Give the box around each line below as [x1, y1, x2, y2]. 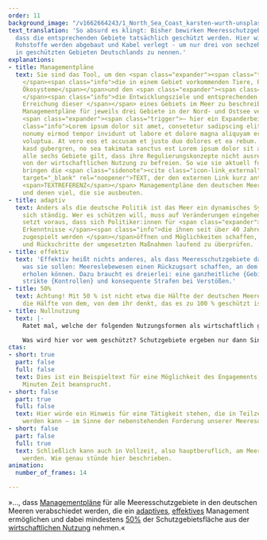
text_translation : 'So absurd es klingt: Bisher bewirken [8, 26, 204, 34]
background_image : [8, 19, 69, 27]
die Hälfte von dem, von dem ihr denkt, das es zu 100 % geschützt [22, 299, 250, 307]
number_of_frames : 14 [15, 469, 87, 477]
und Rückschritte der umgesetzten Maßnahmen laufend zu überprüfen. [22, 241, 254, 249]
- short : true [8, 351, 56, 359]
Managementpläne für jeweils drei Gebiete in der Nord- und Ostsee [22, 108, 250, 116]
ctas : [8, 343, 26, 352]
